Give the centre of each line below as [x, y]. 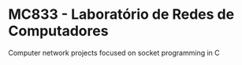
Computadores [58, 31]
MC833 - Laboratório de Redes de [121, 14]
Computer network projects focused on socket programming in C [114, 52]
